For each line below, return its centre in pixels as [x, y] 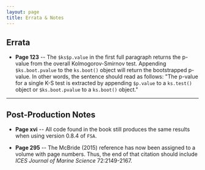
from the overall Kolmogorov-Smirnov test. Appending [98, 64]
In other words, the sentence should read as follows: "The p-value [115, 76]
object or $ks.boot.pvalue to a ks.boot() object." [77, 90]
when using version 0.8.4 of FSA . [56, 136]
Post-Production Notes [51, 115]
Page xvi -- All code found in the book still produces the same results [103, 130]
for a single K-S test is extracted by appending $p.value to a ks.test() [103, 83]
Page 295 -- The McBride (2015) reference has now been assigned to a [105, 148]
